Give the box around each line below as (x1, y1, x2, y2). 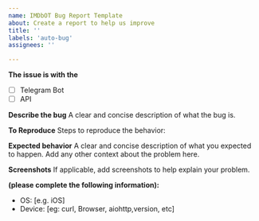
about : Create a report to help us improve (8, 19, 155, 27)
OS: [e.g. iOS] (19, 196, 65, 205)
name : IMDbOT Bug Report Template (8, 11, 124, 20)
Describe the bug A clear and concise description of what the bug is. (8, 111, 236, 120)
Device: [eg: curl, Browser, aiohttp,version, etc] (19, 204, 175, 214)
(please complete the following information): (8, 180, 159, 190)
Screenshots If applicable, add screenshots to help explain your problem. (8, 165, 250, 175)
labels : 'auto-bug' (8, 33, 73, 42)
